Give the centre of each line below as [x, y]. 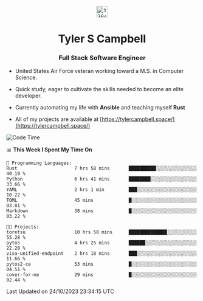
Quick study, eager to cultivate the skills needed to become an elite [99, 89]
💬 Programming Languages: [39, 163]
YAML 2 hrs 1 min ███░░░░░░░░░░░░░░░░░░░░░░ [102, 190]
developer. [28, 96]
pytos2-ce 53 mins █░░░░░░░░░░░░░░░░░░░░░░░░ [102, 265]
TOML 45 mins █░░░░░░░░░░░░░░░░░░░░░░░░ [102, 201]
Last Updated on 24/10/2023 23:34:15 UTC [60, 291]
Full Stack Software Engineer [102, 58]
